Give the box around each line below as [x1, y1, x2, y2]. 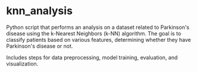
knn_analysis [6, 4, 73, 18]
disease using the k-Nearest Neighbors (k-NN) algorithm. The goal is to [6, 30, 182, 37]
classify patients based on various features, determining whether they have [6, 36, 192, 43]
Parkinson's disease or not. [6, 42, 73, 50]
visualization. [6, 60, 39, 67]
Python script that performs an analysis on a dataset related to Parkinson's [6, 24, 189, 31]
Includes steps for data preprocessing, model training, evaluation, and [6, 54, 178, 61]
